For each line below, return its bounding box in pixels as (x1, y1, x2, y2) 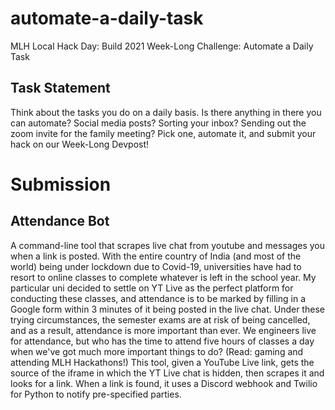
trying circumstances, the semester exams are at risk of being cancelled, (10, 313, 311, 326)
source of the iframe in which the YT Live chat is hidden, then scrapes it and (10, 367, 325, 379)
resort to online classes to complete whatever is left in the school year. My (10, 271, 317, 283)
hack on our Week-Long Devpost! (10, 138, 150, 150)
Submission (10, 173, 112, 196)
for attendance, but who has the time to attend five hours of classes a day (10, 335, 315, 347)
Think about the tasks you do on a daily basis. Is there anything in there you (10, 106, 322, 118)
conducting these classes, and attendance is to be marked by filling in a (10, 292, 307, 304)
